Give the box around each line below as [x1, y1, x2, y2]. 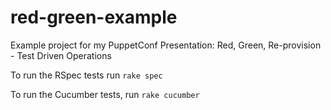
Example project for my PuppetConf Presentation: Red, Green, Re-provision [10, 39, 322, 51]
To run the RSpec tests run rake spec [10, 69, 163, 81]
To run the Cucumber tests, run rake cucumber [10, 88, 200, 100]
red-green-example [10, 6, 178, 29]
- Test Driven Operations [10, 49, 112, 61]
